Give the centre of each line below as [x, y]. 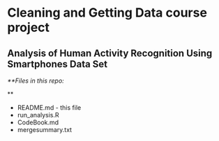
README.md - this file [49, 108]
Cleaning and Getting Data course [107, 13]
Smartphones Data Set [58, 64]
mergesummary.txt [44, 130]
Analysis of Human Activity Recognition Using [110, 53]
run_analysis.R [38, 115]
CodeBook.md [38, 122]
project [29, 27]
